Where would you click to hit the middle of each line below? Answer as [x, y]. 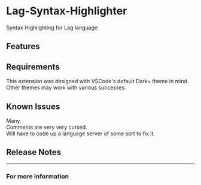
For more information [38, 176]
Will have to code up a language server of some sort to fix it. [81, 134]
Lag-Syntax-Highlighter [67, 11]
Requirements [33, 67]
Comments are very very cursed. [47, 127]
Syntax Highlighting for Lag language [52, 28]
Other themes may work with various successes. [66, 87]
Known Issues [33, 106]
